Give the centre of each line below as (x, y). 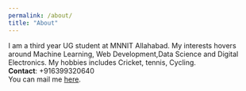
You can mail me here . (45, 79)
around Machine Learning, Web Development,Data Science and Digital (123, 54)
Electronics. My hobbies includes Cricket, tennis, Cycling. (102, 62)
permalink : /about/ (40, 15)
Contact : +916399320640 (52, 70)
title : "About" (33, 23)
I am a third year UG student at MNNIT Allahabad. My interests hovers (122, 45)
